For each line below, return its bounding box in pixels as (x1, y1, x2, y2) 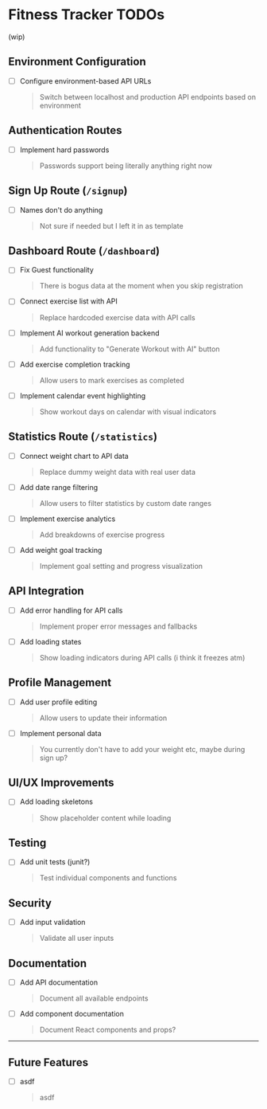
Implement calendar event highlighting (19, 390, 146, 400)
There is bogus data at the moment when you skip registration (39, 281, 244, 291)
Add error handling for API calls (19, 605, 123, 615)
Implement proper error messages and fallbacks (39, 621, 198, 631)
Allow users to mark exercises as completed (39, 375, 184, 385)
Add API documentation (19, 978, 98, 987)
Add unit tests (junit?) (19, 857, 91, 867)
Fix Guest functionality (19, 265, 94, 275)
